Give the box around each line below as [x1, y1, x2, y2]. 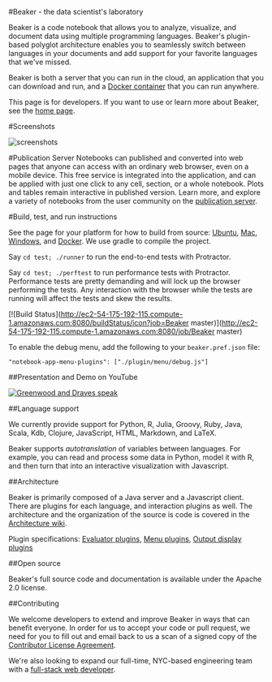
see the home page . [8, 106, 76, 115]
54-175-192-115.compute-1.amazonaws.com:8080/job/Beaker [8, 326, 215, 336]
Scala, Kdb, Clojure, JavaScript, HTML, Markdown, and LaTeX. [8, 428, 217, 438]
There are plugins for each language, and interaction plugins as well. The [8, 501, 253, 511]
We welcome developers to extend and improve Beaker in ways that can [8, 615, 250, 624]
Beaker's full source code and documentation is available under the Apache [8, 574, 262, 584]
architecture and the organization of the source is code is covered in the [8, 510, 250, 519]
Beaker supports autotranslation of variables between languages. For [8, 444, 241, 453]
